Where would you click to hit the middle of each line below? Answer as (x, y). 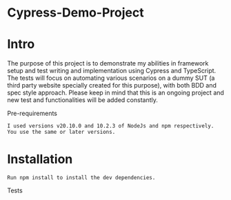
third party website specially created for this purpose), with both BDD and (112, 86)
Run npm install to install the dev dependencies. (81, 178)
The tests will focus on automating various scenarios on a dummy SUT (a (111, 78)
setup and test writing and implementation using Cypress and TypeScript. (112, 71)
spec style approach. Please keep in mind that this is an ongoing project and (115, 93)
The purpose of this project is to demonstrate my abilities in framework (108, 63)
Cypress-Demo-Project (76, 13)
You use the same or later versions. (61, 132)
